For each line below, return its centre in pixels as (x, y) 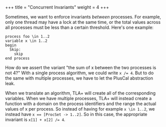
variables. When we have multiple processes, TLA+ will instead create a (79, 98)
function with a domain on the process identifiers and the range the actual (81, 104)
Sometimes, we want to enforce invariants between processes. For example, (83, 17)
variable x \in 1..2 (27, 41)
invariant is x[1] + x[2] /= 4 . (35, 120)
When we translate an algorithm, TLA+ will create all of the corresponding (81, 93)
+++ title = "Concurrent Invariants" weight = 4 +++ (57, 7)
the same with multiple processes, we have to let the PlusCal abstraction (79, 78)
